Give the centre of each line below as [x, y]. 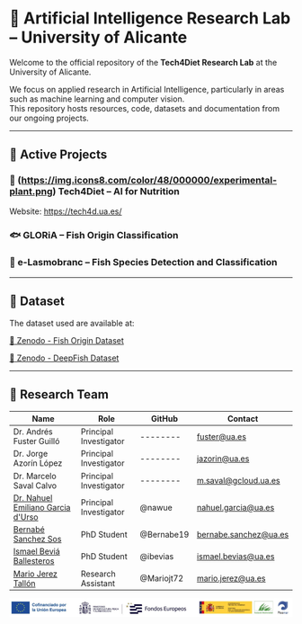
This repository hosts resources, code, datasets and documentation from [145, 108]
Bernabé [29, 530]
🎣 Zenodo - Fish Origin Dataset [67, 340]
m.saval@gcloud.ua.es [238, 481]
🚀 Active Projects [58, 155]
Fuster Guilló [36, 441]
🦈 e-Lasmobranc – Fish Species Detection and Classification [143, 263]
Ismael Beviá [36, 551]
